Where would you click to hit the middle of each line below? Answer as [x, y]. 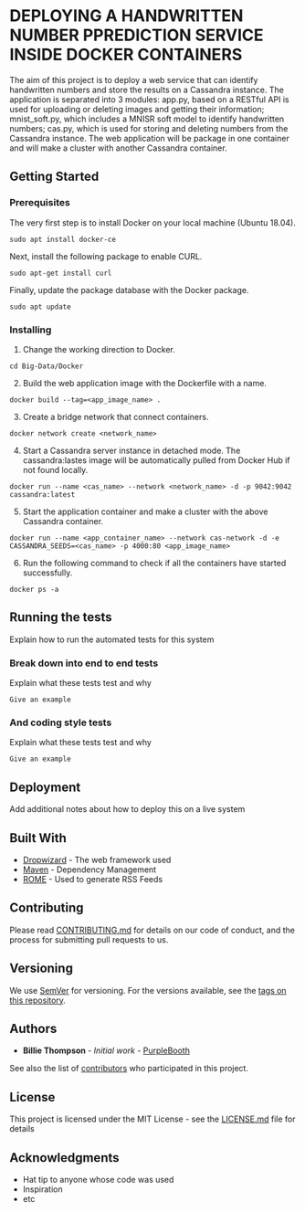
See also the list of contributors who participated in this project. [129, 1069]
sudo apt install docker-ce [63, 239]
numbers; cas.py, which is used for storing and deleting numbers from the [149, 128]
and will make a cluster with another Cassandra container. [118, 148]
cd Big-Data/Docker [47, 366]
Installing [31, 330]
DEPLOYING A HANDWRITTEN [126, 16]
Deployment [45, 787]
